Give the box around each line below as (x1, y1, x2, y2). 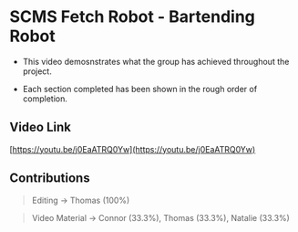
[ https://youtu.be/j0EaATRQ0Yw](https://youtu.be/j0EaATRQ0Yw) (9, 143, 256, 154)
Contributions (9, 171, 90, 186)
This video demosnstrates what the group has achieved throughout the (22, 56, 290, 67)
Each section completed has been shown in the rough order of (22, 83, 258, 94)
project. (22, 66, 52, 77)
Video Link (9, 120, 71, 135)
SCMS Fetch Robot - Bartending (9, 6, 255, 27)
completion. (22, 93, 68, 104)
